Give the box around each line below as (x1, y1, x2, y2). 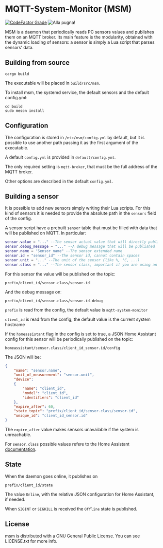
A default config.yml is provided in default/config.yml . (5, 154, 116, 160)
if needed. (5, 496, 26, 502)
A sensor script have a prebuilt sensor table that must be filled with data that (5, 225, 157, 231)
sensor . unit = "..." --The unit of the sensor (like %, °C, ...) (5, 257, 140, 262)
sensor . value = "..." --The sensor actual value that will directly (5, 239, 147, 244)
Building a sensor (5, 192, 59, 201)
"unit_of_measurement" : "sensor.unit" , (14, 372, 95, 378)
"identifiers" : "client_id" (22, 395, 79, 400)
